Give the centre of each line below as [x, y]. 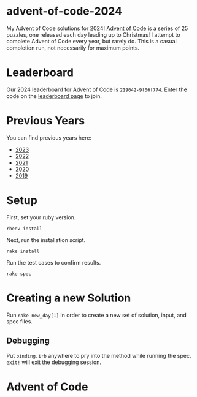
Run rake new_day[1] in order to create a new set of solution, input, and [97, 315]
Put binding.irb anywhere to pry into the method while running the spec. [99, 355]
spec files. [19, 321]
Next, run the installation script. [46, 240]
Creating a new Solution [69, 298]
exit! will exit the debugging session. [54, 362]
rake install [23, 251]
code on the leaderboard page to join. [54, 96]
